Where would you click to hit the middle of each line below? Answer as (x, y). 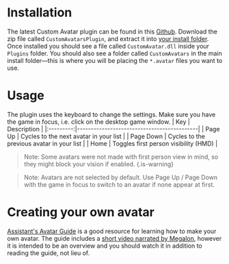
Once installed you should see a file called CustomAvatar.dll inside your (108, 46)
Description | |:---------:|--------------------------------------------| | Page (113, 129)
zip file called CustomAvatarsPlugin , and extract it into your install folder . (108, 38)
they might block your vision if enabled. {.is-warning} (99, 164)
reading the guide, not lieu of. (49, 253)
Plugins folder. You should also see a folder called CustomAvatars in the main (114, 53)
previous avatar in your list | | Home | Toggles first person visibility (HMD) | (112, 143)
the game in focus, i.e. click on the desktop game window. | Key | (98, 122)
